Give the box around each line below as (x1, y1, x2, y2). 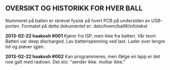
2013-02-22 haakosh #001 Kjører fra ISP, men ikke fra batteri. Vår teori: (5, 32, 157, 39)
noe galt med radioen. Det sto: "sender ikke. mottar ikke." (5, 58, 126, 65)
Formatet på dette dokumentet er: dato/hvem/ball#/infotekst (21, 23, 148, 29)
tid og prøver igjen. (5, 43, 45, 50)
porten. (5, 23, 21, 29)
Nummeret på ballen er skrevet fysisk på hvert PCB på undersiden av (5, 17, 150, 23)
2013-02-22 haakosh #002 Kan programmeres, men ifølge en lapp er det (5, 53, 160, 59)
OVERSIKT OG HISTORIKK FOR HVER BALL (5, 4, 143, 13)
